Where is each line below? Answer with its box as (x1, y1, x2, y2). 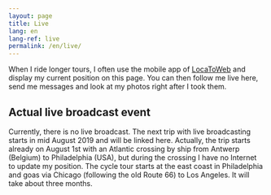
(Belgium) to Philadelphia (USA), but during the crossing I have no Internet (8, 152, 257, 162)
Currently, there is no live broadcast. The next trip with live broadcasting (8, 127, 251, 136)
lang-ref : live (8, 34, 60, 43)
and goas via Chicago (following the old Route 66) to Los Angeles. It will (8, 170, 250, 180)
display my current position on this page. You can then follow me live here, (8, 73, 259, 83)
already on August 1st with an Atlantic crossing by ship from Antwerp (8, 144, 240, 154)
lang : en (8, 27, 38, 35)
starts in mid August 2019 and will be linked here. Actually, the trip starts (8, 135, 251, 145)
